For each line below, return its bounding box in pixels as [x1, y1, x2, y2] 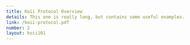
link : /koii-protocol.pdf [6, 19, 69, 25]
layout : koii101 [6, 30, 46, 36]
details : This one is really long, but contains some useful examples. [6, 14, 185, 20]
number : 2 [6, 25, 30, 31]
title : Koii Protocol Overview [6, 8, 83, 15]
